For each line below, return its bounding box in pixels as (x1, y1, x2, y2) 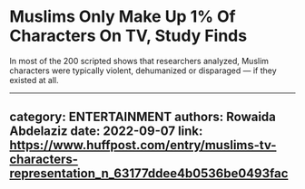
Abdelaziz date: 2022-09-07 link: (9, 124, 203, 139)
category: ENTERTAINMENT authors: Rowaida (9, 109, 277, 125)
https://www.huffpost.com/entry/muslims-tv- (9, 137, 277, 153)
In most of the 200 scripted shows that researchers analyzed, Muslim (9, 55, 270, 66)
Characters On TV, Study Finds (9, 25, 248, 46)
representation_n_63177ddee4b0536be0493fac (9, 165, 289, 182)
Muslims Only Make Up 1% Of (9, 6, 236, 27)
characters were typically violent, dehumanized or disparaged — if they (9, 65, 277, 76)
